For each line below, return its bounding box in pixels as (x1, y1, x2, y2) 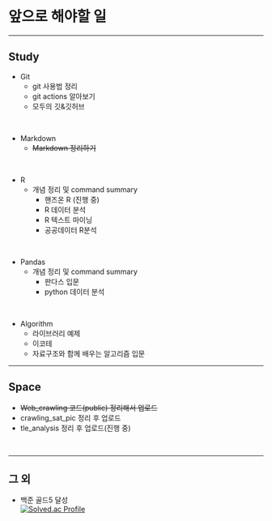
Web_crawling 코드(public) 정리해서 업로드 (19, 403, 158, 412)
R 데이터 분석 (44, 204, 87, 215)
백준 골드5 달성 (19, 495, 69, 505)
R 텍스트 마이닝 (44, 215, 93, 224)
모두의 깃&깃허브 (32, 101, 85, 111)
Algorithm (19, 318, 53, 328)
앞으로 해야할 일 (8, 7, 107, 26)
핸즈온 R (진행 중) (44, 194, 100, 204)
